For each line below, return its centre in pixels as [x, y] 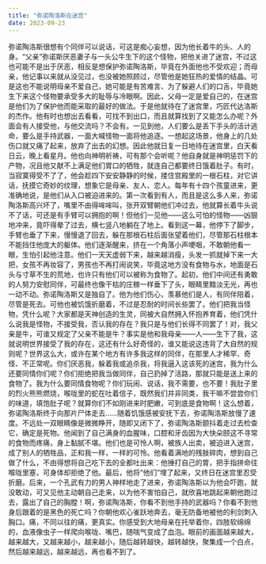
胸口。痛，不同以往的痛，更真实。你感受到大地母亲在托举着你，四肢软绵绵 [129, 522]
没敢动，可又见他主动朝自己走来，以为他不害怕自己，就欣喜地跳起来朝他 [126, 492]
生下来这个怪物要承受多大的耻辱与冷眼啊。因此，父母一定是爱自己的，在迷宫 [133, 96]
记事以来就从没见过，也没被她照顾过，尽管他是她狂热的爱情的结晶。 [140, 76]
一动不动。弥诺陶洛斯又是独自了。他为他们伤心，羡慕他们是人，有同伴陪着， [133, 294]
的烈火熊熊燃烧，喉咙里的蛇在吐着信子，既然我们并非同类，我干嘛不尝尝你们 [133, 393]
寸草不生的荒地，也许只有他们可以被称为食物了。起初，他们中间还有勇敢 [140, 274]
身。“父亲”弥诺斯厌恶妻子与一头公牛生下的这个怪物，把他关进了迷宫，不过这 [133, 56]
